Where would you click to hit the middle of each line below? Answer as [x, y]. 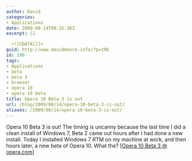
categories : [21, 17]
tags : [13, 60]
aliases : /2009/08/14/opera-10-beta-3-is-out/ [64, 110]
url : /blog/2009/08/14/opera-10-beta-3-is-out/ [66, 104]
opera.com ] [20, 152]
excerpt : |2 [21, 34]
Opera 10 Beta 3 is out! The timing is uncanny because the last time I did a [96, 127]
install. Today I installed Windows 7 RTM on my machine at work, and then [96, 139]
